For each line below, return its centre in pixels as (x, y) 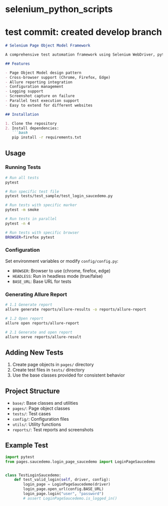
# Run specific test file (32, 192)
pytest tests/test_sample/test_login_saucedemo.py (59, 196)
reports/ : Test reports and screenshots (53, 430)
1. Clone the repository (31, 123)
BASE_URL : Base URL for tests (42, 281)
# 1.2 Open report (24, 318)
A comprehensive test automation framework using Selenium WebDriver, (80, 55)
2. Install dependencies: (32, 128)
